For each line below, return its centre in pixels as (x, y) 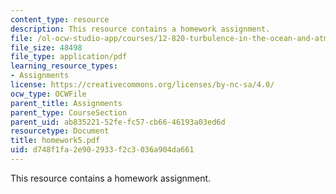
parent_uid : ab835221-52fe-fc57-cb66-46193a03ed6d (118, 122)
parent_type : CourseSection (69, 112)
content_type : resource (60, 19)
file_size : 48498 (46, 47)
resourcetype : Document (60, 131)
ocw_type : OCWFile (48, 94)
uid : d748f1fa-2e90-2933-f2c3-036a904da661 (102, 150)
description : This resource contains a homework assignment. (140, 29)
